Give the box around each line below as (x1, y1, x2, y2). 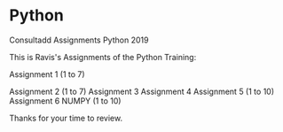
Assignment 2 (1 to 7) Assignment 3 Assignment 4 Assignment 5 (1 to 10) (9, 86, 275, 97)
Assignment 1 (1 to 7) (9, 68, 86, 80)
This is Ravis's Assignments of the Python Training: (9, 51, 197, 62)
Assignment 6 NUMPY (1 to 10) (9, 95, 122, 106)
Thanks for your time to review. (9, 113, 122, 123)
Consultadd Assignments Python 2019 (9, 35, 149, 45)
